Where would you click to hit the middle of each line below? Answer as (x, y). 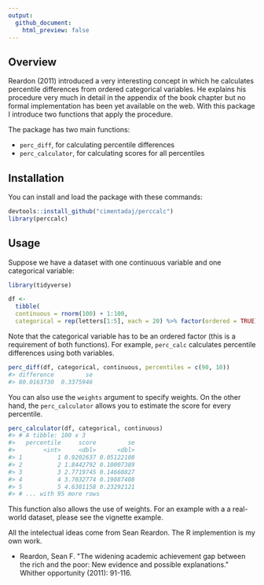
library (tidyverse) (40, 285)
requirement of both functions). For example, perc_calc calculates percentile (132, 344)
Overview (33, 62)
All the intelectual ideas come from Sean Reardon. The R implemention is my (132, 533)
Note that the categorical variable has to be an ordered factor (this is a (122, 336)
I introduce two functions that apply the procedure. (91, 114)
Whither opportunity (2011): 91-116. (75, 573)
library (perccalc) (38, 218)
